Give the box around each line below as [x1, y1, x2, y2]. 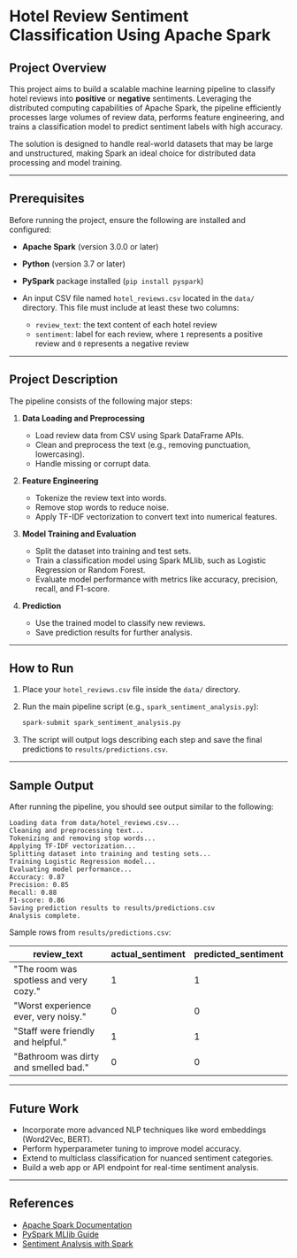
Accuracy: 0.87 [9, 873, 65, 882]
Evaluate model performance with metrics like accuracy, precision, [34, 574, 278, 584]
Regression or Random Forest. [34, 564, 146, 575]
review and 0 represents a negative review [34, 338, 190, 349]
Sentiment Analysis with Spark [21, 1238, 133, 1249]
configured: [9, 224, 51, 235]
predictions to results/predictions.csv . [21, 744, 168, 754]
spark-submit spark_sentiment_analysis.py [21, 719, 181, 728]
